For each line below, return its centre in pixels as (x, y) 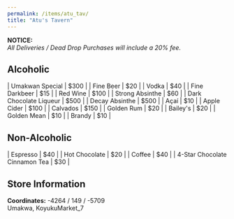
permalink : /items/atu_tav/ (48, 14)
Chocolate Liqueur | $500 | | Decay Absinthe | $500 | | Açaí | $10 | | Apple (114, 101)
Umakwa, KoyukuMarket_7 (46, 208)
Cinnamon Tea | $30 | (38, 162)
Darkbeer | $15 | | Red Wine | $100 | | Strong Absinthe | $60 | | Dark (104, 93)
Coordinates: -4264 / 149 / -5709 (56, 200)
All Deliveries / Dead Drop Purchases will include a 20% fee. (94, 47)
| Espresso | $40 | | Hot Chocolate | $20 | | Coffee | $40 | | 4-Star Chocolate (117, 155)
